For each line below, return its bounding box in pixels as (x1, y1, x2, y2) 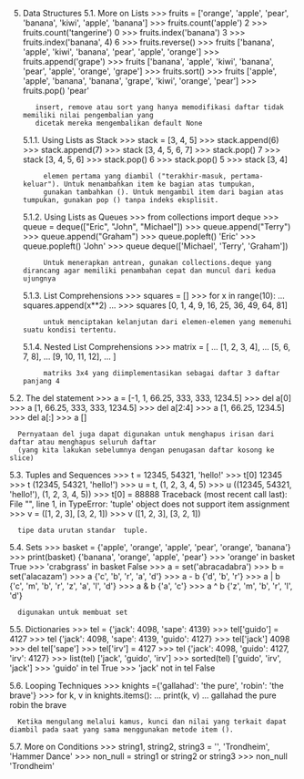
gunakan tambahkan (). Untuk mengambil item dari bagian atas (43, 188, 284, 197)
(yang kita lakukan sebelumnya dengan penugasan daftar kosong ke (17, 446, 275, 455)
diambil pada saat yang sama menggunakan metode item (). (9, 725, 234, 734)
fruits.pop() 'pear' (22, 86, 89, 96)
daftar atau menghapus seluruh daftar (9, 437, 157, 446)
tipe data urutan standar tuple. (17, 526, 148, 535)
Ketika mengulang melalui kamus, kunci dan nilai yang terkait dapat (17, 717, 287, 726)
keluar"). (22, 179, 61, 189)
